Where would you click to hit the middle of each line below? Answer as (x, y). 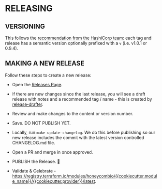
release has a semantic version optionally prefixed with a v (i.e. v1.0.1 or (76, 43)
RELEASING (29, 8)
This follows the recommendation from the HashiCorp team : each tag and (78, 38)
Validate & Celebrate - (34, 171)
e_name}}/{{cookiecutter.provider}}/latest (53, 181)
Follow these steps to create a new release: (48, 75)
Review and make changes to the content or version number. (73, 113)
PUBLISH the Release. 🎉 (36, 161)
